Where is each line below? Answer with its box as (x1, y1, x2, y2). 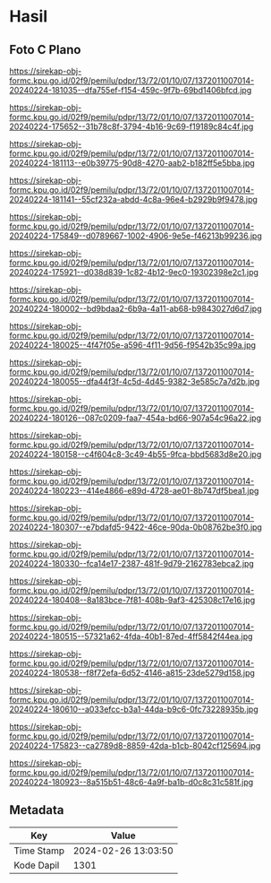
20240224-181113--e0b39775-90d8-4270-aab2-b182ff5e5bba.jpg (9, 158, 255, 168)
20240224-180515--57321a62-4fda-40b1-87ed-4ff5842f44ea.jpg (9, 631, 253, 642)
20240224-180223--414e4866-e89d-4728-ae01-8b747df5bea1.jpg (9, 486, 259, 496)
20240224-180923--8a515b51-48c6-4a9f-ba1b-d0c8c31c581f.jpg (9, 777, 254, 787)
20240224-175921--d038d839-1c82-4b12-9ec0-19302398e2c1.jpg (9, 267, 259, 277)
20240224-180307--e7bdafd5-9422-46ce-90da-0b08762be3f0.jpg (9, 522, 262, 532)
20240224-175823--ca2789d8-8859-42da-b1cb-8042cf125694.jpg (9, 740, 261, 750)
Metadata (9, 802, 64, 818)
